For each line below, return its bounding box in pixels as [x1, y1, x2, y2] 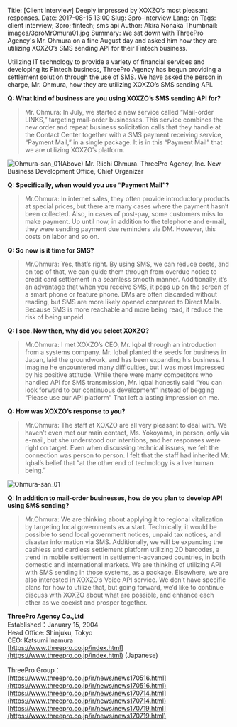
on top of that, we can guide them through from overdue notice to [24, 267, 217, 276]
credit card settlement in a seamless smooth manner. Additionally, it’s [24, 275, 228, 283]
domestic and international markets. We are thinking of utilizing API [24, 561, 221, 568]
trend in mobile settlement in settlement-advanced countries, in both [24, 553, 226, 561]
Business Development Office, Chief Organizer [7, 167, 144, 175]
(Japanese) [125, 651, 158, 659]
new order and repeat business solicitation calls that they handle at [24, 123, 221, 131]
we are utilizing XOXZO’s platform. [24, 146, 125, 154]
